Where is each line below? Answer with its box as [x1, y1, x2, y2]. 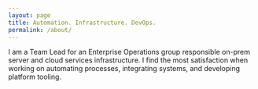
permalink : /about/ [8, 26, 72, 34]
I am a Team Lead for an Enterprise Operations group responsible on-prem [8, 48, 250, 57]
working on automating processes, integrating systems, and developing [8, 64, 240, 73]
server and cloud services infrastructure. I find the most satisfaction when [8, 55, 249, 65]
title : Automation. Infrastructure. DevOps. [8, 19, 157, 27]
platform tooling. [8, 72, 61, 82]
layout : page [8, 11, 51, 20]
